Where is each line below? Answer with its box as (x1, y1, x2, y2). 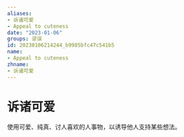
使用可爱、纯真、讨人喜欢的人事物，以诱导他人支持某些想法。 (7, 123, 181, 131)
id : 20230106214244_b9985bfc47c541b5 (7, 42, 115, 49)
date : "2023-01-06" (7, 29, 63, 36)
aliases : (7, 10, 32, 17)
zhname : (7, 61, 29, 68)
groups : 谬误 (7, 36, 42, 42)
